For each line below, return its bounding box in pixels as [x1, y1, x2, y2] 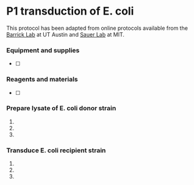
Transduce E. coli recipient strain [6, 146, 106, 155]
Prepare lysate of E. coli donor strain [6, 104, 117, 113]
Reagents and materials [6, 75, 78, 83]
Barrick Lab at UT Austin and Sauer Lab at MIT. [6, 30, 125, 38]
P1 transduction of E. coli [6, 4, 134, 18]
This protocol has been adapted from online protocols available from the [6, 24, 188, 32]
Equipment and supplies [6, 46, 80, 54]
